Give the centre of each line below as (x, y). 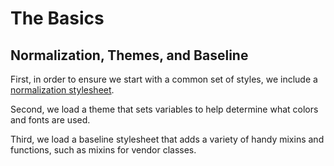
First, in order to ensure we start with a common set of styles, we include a (164, 79)
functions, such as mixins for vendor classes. (103, 150)
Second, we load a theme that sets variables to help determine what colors (164, 109)
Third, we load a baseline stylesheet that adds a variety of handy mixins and (167, 139)
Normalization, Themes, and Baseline (129, 55)
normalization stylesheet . (62, 90)
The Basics (57, 18)
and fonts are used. (50, 120)
